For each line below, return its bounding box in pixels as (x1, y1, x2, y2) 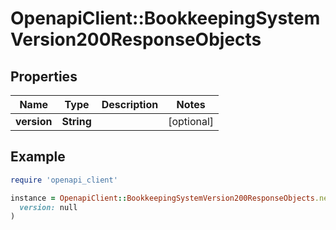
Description (101, 98, 159, 111)
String (61, 115, 92, 128)
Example (10, 148, 66, 166)
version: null (19, 202, 78, 212)
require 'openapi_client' (10, 175, 118, 185)
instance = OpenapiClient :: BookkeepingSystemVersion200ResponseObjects (10, 193, 315, 203)
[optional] (168, 115, 215, 128)
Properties (10, 68, 78, 85)
